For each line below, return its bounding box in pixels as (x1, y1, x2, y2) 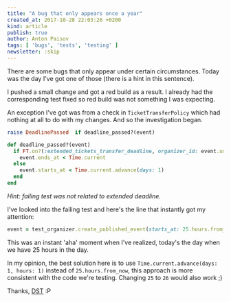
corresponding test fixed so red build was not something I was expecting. (7, 95, 215, 103)
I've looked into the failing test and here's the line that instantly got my (7, 205, 206, 213)
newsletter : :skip (7, 49, 60, 56)
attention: (7, 212, 34, 220)
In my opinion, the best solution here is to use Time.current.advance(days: (7, 259, 218, 267)
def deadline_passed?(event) (7, 141, 91, 148)
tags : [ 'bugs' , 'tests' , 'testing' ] (7, 42, 118, 49)
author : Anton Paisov (7, 36, 69, 43)
